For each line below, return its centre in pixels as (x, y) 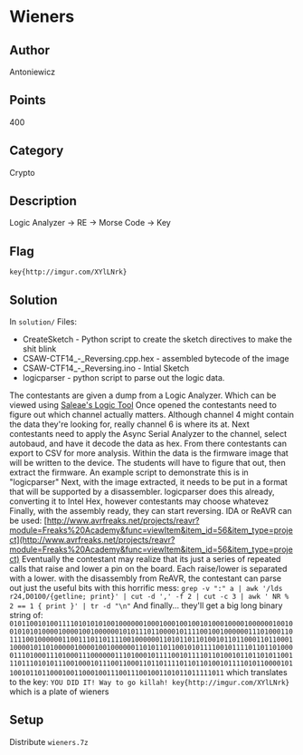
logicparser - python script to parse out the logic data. (123, 378)
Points (28, 100)
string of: (26, 615)
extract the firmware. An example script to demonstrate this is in (129, 472)
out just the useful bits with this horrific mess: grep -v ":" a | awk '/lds (146, 588)
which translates (256, 673)
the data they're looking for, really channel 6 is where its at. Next (130, 424)
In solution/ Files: (43, 322)
